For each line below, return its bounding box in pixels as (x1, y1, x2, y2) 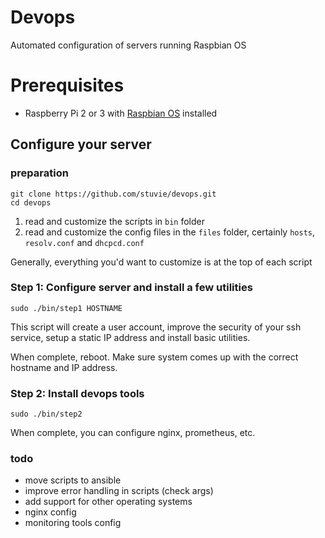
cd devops (10, 197, 52, 208)
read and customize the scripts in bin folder (24, 215, 206, 227)
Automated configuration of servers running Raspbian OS (10, 39, 247, 51)
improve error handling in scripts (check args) (24, 485, 214, 497)
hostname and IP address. (10, 361, 118, 373)
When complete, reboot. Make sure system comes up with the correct (10, 351, 299, 363)
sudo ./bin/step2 (10, 409, 83, 420)
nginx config (24, 506, 77, 518)
